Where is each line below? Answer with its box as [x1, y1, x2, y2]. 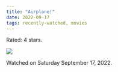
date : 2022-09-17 [6, 14, 50, 20]
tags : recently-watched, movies [6, 20, 87, 26]
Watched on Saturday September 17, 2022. [6, 59, 113, 67]
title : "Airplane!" [6, 8, 55, 15]
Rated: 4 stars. [6, 37, 43, 44]
